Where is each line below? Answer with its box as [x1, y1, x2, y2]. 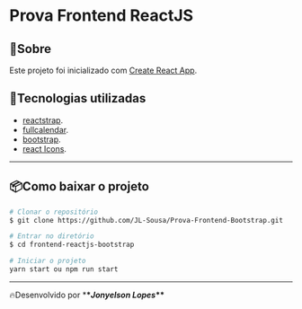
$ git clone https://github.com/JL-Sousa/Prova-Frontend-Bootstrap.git [9, 216, 283, 225]
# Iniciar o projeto [9, 257, 87, 266]
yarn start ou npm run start [9, 265, 119, 274]
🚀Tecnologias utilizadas [9, 91, 147, 106]
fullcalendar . [22, 124, 69, 135]
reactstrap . [22, 114, 64, 126]
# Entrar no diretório [9, 232, 94, 241]
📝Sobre [9, 41, 52, 57]
